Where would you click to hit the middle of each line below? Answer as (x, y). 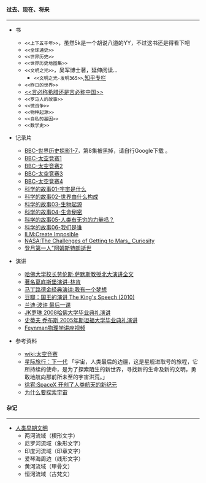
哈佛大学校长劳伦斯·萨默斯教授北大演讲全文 (79, 274)
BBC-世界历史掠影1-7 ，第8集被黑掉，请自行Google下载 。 (97, 151)
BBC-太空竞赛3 (44, 174)
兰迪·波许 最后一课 (48, 305)
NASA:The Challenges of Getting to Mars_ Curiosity (90, 241)
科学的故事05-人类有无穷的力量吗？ (69, 220)
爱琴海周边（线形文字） (54, 459)
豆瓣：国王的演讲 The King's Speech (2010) (79, 297)
